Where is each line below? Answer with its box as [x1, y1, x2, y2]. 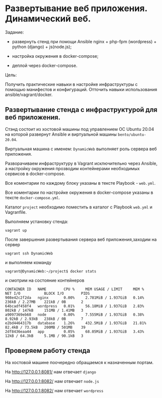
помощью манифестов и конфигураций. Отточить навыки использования [5, 86, 158, 92]
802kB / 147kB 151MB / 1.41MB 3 [5, 308, 83, 313]
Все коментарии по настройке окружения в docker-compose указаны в [5, 190, 154, 195]
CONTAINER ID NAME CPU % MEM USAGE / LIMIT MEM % [5, 287, 145, 291]
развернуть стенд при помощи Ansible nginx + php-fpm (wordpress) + [12, 38, 157, 44]
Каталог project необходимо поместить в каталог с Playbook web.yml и [5, 204, 153, 210]
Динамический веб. [5, 13, 91, 24]
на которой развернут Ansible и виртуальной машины [5, 131, 117, 137]
